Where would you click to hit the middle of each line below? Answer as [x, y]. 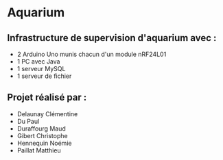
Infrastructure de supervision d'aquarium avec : [112, 38]
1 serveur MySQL [41, 69]
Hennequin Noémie [44, 143]
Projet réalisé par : [47, 97]
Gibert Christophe [42, 135]
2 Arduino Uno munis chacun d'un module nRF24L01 [92, 54]
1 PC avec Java [38, 62]
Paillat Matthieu [39, 150]
